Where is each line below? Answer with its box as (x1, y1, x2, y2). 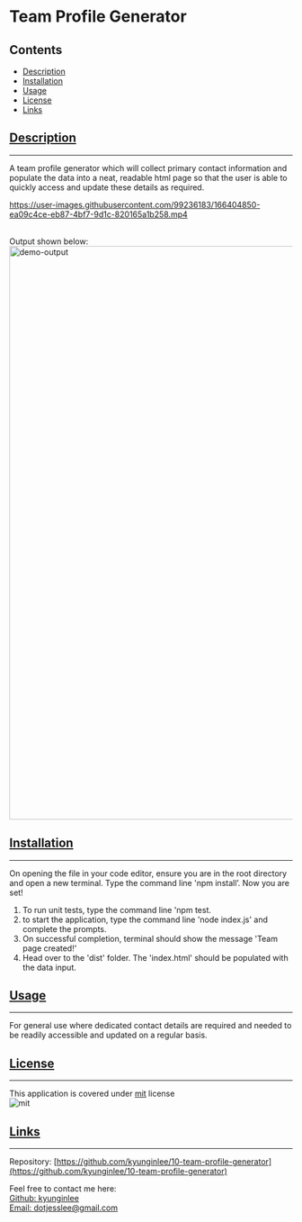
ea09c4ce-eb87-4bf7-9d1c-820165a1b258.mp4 (9, 209, 189, 220)
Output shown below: (9, 236, 89, 247)
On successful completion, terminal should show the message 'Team (22, 933, 279, 944)
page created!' (22, 943, 77, 954)
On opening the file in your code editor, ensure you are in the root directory (9, 867, 288, 879)
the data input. (22, 962, 76, 973)
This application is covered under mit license (9, 1088, 175, 1100)
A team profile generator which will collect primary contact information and (9, 162, 288, 173)
